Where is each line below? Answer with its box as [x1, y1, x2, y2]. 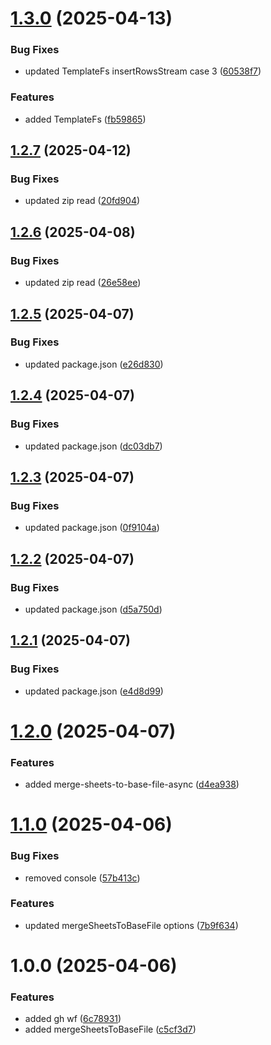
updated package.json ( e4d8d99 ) [24, 685, 164, 697]
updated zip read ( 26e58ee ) [24, 277, 142, 289]
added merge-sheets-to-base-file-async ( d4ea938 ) [24, 778, 240, 791]
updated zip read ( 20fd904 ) [24, 195, 141, 207]
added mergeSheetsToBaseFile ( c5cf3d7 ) [24, 1023, 197, 1036]
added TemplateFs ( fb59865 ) [24, 113, 147, 125]
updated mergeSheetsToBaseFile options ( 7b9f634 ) [24, 919, 239, 931]
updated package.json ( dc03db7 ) [24, 440, 163, 452]
